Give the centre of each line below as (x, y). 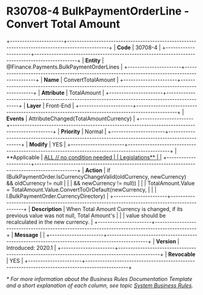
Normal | (95, 131)
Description (47, 209)
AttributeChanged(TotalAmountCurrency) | (82, 118)
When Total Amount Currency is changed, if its (125, 209)
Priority (71, 131)
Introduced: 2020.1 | (31, 248)
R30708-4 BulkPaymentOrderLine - (98, 11)
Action (94, 170)
